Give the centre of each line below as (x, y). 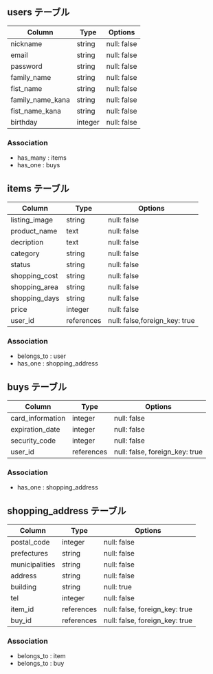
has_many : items (42, 158)
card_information (38, 419)
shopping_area (34, 286)
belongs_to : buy (41, 664)
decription (27, 242)
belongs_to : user (42, 356)
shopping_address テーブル (67, 510)
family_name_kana (40, 100)
